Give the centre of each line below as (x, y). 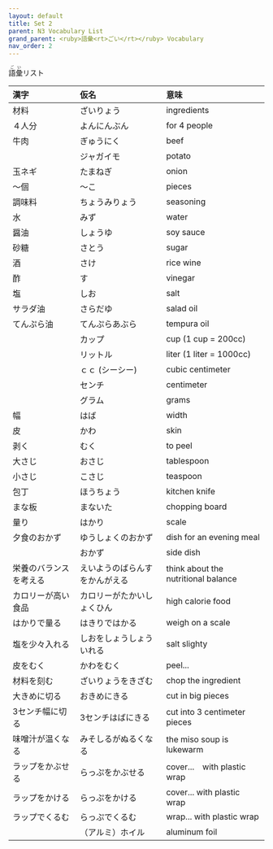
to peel (179, 446)
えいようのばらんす (116, 568)
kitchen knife (191, 491)
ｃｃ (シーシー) (108, 370)
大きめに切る (37, 696)
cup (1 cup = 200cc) (206, 339)
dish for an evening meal (213, 538)
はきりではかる (108, 623)
